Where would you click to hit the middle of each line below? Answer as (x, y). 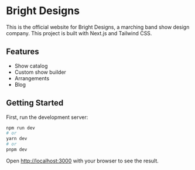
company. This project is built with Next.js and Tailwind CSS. (79, 33)
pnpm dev (17, 150)
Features (23, 52)
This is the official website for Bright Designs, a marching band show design (98, 27)
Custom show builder (40, 72)
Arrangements (32, 78)
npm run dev (20, 128)
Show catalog (31, 66)
